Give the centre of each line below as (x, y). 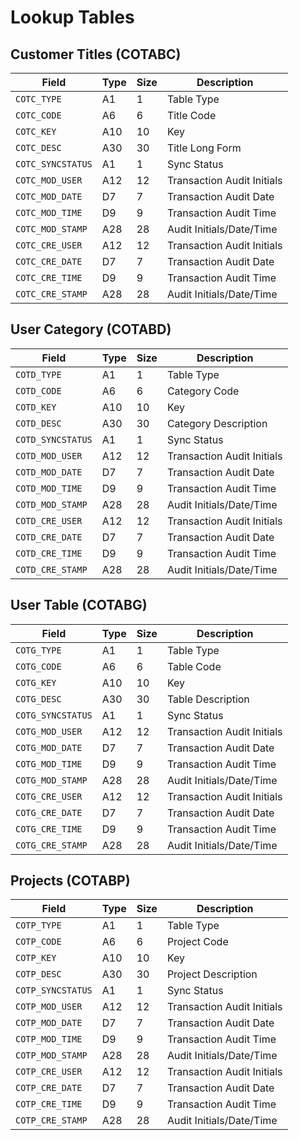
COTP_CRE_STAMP (51, 1120)
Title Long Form (204, 148)
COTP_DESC (38, 974)
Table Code (194, 666)
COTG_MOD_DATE (49, 747)
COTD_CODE (38, 390)
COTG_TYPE (38, 650)
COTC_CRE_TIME (49, 277)
